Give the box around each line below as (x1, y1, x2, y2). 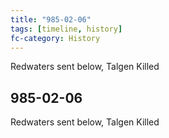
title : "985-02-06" (10, 14, 92, 25)
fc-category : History (10, 33, 101, 43)
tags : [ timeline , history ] (10, 24, 123, 34)
